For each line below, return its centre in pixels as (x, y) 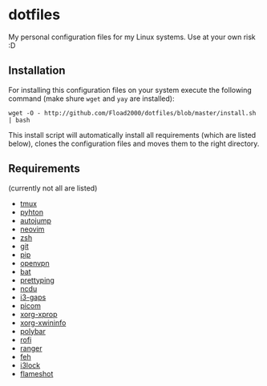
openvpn (34, 263)
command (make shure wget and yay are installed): (91, 99)
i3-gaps (33, 297)
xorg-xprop (38, 314)
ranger (31, 348)
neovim (32, 229)
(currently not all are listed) (53, 188)
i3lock (30, 365)
